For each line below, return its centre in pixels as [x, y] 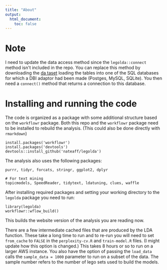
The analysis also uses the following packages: [54, 161]
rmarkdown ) [16, 133]
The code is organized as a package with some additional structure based [81, 117]
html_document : [25, 19]
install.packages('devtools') [37, 147]
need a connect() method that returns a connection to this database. [76, 83]
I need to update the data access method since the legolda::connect [76, 62]
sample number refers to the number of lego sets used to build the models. [82, 262]
